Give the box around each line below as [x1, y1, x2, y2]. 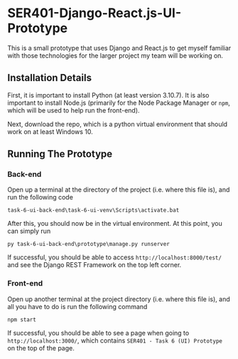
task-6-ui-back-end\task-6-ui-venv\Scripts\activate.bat [7, 207, 180, 214]
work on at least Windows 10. [7, 127, 94, 136]
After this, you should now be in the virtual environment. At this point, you [7, 219, 222, 228]
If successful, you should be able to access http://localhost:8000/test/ [7, 253, 222, 261]
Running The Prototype [7, 148, 113, 160]
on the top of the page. [7, 343, 75, 352]
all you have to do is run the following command [7, 302, 148, 311]
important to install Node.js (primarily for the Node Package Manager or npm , [7, 98, 231, 107]
